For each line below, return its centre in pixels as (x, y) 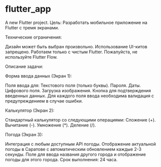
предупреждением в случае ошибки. (44, 101)
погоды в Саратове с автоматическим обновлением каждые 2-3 (73, 149)
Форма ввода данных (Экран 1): (39, 76)
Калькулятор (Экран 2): (30, 110)
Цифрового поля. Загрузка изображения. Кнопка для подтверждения (78, 90)
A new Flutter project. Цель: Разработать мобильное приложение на (76, 22)
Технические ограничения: (34, 37)
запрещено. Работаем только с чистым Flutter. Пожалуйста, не (71, 52)
